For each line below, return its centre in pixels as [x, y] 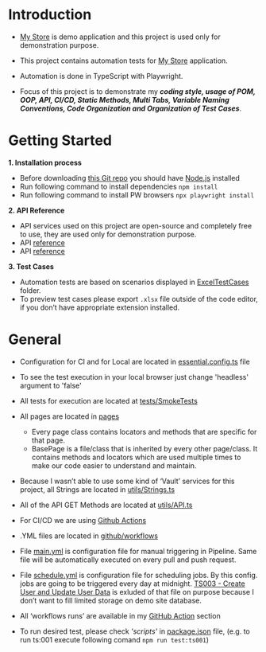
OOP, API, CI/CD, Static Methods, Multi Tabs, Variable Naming [125, 100]
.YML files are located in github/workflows [89, 536]
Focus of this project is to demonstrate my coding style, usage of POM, [137, 91]
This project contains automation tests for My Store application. [123, 61]
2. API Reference [37, 210]
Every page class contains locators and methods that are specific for [144, 431]
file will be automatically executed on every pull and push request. [128, 560]
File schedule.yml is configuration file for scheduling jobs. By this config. [139, 575]
